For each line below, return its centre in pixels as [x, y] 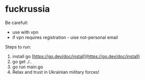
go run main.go [28, 67]
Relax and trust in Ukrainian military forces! [56, 72]
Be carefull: [17, 23]
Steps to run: [18, 47]
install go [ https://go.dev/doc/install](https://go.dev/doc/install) [76, 56]
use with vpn [25, 32]
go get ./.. [22, 61]
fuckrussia [28, 9]
